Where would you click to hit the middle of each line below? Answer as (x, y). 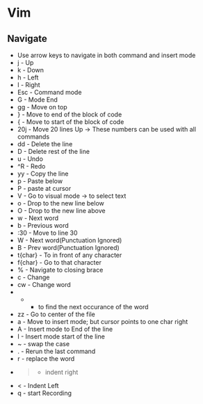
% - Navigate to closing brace (60, 270)
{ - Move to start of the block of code (71, 122)
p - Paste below (40, 181)
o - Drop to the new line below (60, 203)
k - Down (30, 70)
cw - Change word (44, 285)
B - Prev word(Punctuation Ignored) (68, 248)
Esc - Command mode (49, 92)
